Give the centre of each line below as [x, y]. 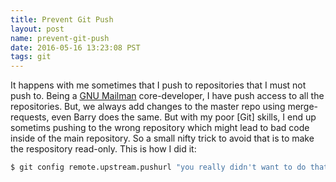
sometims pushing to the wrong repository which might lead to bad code [160, 128]
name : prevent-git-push [60, 38]
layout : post [37, 29]
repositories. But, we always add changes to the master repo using [148, 107]
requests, [30, 117]
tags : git [31, 57]
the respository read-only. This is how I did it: [103, 149]
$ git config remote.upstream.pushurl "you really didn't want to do [158, 167]
